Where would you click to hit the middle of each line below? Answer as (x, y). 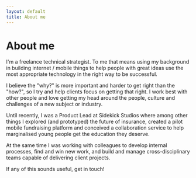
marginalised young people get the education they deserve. (78, 134)
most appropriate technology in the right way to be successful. (82, 74)
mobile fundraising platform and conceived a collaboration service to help (95, 128)
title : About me (26, 17)
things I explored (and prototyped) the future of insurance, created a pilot (94, 122)
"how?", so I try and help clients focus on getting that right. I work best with (97, 92)
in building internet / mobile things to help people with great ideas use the (95, 68)
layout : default (26, 11)
